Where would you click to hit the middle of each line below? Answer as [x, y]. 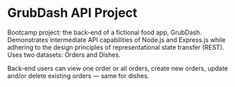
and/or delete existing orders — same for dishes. [78, 76]
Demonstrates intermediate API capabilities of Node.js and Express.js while [116, 39]
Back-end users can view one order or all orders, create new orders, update [117, 68]
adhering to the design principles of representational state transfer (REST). [116, 47]
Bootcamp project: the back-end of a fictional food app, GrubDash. [105, 32]
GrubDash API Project [72, 13]
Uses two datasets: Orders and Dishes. [64, 55]
